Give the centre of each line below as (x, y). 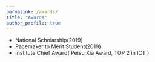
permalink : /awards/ (32, 12)
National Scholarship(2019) (49, 40)
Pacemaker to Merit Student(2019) (58, 46)
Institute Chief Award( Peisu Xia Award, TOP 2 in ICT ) (82, 53)
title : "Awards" (27, 17)
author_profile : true (34, 23)
